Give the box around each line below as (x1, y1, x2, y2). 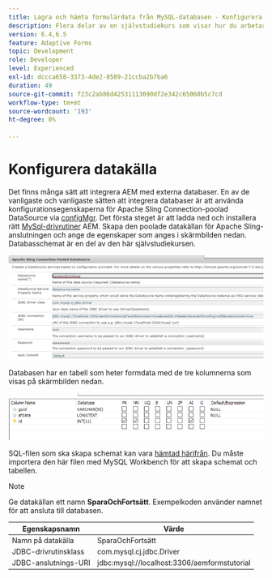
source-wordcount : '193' (8, 107, 92, 115)
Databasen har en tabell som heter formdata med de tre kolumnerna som (8, 367, 252, 377)
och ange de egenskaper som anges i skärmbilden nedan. (53, 229, 247, 239)
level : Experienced (8, 65, 74, 73)
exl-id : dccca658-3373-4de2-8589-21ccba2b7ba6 (8, 73, 168, 81)
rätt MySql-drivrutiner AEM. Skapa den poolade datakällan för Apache (8, 221, 242, 231)
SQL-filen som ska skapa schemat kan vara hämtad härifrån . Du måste (8, 448, 244, 458)
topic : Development (8, 47, 74, 56)
